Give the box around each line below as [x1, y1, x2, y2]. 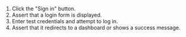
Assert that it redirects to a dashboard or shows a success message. [11, 24, 181, 31]
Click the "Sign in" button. [11, 5, 76, 12]
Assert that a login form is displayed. [11, 11, 103, 18]
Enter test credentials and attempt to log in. [11, 18, 118, 24]
